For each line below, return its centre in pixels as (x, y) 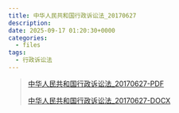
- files (28, 45)
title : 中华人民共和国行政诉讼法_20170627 (72, 16)
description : (30, 23)
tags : (17, 53)
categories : (28, 38)
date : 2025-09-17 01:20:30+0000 (62, 30)
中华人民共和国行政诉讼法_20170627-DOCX (99, 100)
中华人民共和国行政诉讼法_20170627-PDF (96, 84)
